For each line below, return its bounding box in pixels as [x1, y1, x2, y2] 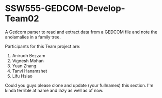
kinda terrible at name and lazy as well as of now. [5, 87, 103, 93]
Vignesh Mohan [12, 58, 44, 63]
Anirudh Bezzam [12, 52, 46, 58]
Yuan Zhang [12, 63, 36, 69]
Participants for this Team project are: [5, 43, 81, 49]
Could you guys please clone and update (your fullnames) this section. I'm [5, 82, 154, 88]
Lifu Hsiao [12, 73, 32, 79]
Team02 [5, 13, 39, 24]
